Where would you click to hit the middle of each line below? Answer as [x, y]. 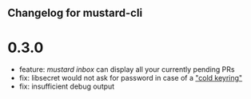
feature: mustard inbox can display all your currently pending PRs [127, 69]
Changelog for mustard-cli [75, 13]
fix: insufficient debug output [67, 86]
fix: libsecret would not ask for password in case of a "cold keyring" [131, 78]
